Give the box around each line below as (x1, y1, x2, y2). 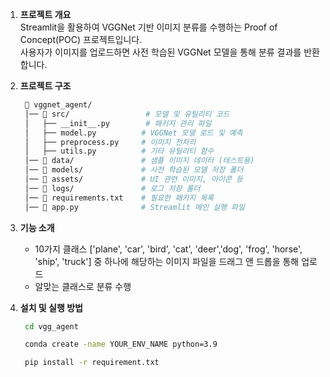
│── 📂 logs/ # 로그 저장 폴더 (24, 183, 201, 193)
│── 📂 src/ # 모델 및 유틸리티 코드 (24, 109, 230, 119)
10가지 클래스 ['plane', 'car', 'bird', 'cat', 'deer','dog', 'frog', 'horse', (34, 243, 303, 255)
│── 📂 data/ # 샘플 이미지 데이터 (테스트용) (24, 156, 255, 166)
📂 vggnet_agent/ (24, 100, 93, 110)
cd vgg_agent (24, 321, 79, 332)
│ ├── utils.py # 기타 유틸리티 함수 (24, 146, 215, 157)
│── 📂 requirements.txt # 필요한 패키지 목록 (24, 193, 215, 203)
